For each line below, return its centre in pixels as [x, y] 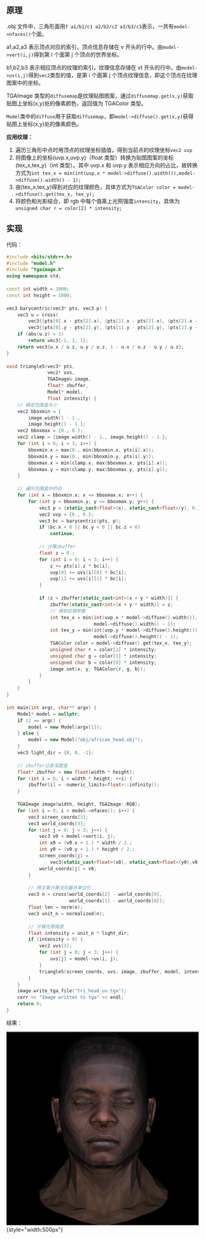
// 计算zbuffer [57, 547]
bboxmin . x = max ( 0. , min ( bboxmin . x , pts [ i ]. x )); [91, 450]
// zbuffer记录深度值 [42, 765]
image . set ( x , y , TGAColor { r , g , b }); [98, 669]
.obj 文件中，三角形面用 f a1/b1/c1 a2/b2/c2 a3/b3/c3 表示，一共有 [90, 26]
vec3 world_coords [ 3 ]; [57, 823]
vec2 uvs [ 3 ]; [55, 946]
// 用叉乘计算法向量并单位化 [60, 888]
